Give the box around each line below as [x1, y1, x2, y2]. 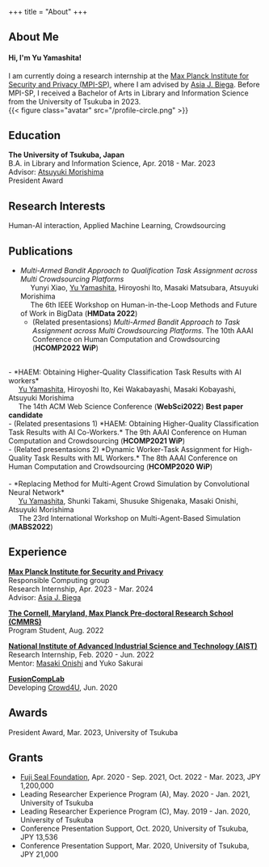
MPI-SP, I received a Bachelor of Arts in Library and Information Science [8, 88, 249, 98]
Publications [8, 244, 74, 258]
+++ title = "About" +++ [8, 7, 88, 16]
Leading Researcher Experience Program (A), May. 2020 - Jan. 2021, [19, 789, 250, 799]
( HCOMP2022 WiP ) [32, 343, 99, 353]
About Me [8, 30, 59, 44]
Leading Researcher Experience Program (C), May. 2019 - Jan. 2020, [19, 806, 250, 816]
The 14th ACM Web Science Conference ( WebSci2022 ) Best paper [18, 402, 244, 412]
